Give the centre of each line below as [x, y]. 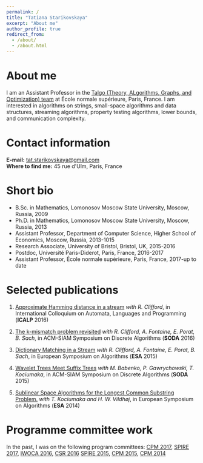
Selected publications [62, 290]
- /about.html [29, 46]
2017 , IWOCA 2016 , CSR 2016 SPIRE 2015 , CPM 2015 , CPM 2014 [86, 453]
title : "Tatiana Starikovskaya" [47, 18]
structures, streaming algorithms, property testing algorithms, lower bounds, [101, 112]
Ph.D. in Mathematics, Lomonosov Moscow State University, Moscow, [102, 220]
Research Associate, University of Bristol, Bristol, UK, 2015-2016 [95, 246]
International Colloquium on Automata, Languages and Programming [101, 313]
